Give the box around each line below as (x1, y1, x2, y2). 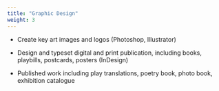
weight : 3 (7, 16, 36, 23)
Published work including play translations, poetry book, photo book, (17, 69, 213, 77)
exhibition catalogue (17, 76, 75, 84)
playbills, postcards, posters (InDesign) (17, 55, 129, 64)
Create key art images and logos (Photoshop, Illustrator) (17, 35, 177, 43)
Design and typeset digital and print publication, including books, (17, 49, 202, 57)
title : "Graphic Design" (7, 10, 79, 17)
